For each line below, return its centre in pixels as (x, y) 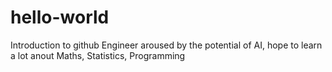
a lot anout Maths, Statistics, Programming (98, 55)
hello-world (60, 17)
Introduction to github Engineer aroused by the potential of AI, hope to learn (166, 45)
